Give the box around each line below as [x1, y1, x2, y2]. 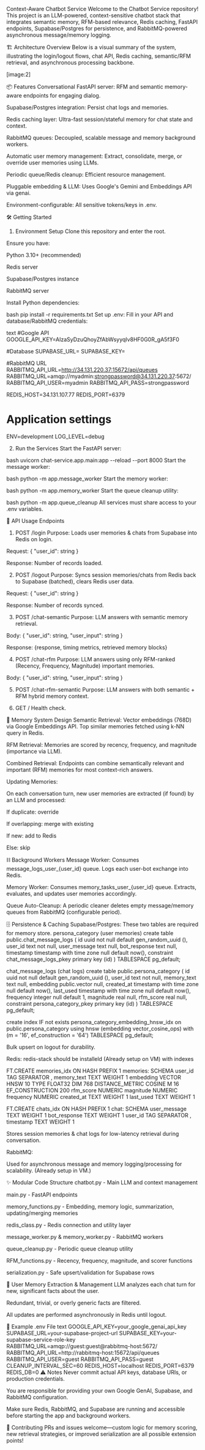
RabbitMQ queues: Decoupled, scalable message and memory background [6, 134, 196, 141]
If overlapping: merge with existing [6, 820, 94, 827]
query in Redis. [6, 729, 45, 736]
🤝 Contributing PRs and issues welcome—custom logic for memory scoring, [6, 1424, 198, 1431]
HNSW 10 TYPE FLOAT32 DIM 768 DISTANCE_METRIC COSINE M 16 [6, 1080, 179, 1087]
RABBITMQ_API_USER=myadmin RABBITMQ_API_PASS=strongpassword [6, 379, 190, 386]
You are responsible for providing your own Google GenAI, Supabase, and [6, 1387, 193, 1394]
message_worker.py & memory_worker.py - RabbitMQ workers [6, 1233, 164, 1240]
